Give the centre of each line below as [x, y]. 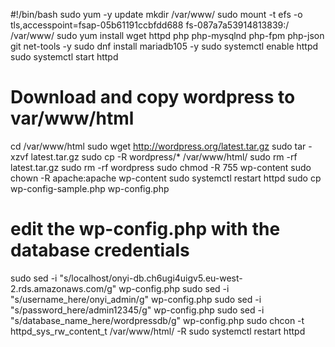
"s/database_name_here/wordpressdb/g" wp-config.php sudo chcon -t [157, 320]
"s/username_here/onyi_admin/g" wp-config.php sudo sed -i [136, 299]
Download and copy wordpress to [153, 97]
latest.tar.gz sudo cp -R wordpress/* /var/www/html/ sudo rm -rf [164, 156]
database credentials [100, 250]
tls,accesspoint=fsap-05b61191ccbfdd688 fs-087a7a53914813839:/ [150, 25]
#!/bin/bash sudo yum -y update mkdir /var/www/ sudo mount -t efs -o [156, 14]
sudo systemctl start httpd [64, 57]
